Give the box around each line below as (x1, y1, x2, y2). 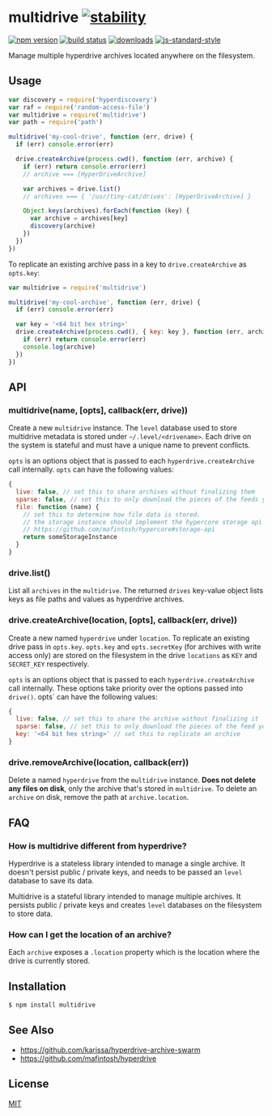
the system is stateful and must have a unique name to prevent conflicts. (8, 440, 251, 450)
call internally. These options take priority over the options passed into (8, 683, 244, 693)
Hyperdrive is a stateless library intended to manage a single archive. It (8, 858, 245, 868)
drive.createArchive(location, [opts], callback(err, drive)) (8, 614, 237, 626)
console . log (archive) (23, 343, 96, 351)
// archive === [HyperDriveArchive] (23, 170, 147, 178)
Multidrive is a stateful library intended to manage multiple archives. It (8, 892, 241, 901)
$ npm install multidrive (8, 1001, 96, 1009)
